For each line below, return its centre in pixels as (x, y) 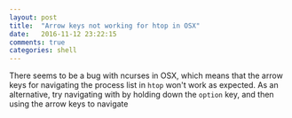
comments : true (37, 42)
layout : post (33, 17)
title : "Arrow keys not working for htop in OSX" (105, 26)
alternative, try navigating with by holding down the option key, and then (142, 95)
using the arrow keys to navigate (69, 104)
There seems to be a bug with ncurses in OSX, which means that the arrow (146, 75)
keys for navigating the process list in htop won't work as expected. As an (144, 85)
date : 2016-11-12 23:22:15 (63, 34)
